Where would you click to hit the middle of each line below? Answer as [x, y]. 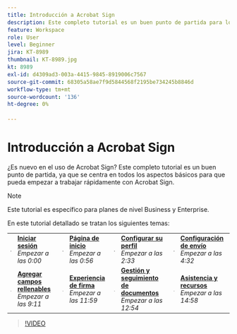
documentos [140, 292]
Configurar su [142, 238]
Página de [85, 238]
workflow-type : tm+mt [39, 89]
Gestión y [135, 270]
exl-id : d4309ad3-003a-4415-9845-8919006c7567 [77, 74]
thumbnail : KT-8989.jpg [42, 60]
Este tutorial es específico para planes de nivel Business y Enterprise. [108, 209]
